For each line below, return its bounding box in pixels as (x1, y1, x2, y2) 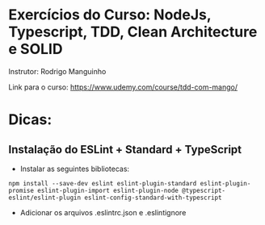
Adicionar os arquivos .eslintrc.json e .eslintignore (19, 207, 187, 217)
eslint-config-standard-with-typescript (84, 194, 222, 202)
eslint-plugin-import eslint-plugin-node (37, 186, 179, 194)
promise (8, 186, 35, 194)
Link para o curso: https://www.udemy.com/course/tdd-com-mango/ (8, 82, 238, 92)
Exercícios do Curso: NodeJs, (8, 6, 212, 24)
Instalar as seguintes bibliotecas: (19, 164, 130, 173)
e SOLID (8, 40, 63, 58)
